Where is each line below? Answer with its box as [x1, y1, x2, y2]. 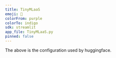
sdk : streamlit [5, 25, 36, 30]
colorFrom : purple [5, 16, 42, 21]
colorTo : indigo [5, 20, 38, 26]
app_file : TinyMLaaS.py [5, 29, 54, 34]
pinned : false [5, 34, 34, 39]
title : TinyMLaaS [5, 7, 40, 12]
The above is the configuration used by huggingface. [5, 47, 112, 53]
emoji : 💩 [5, 12, 23, 16]
